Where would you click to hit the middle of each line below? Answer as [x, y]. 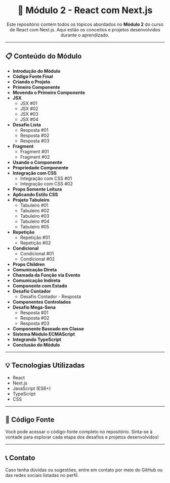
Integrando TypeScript [37, 339]
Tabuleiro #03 [35, 216]
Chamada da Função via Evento [46, 275]
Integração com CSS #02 [47, 183]
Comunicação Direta [35, 269]
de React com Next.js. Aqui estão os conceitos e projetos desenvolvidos [85, 29]
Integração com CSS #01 [46, 178]
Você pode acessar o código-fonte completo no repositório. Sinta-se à [79, 432]
